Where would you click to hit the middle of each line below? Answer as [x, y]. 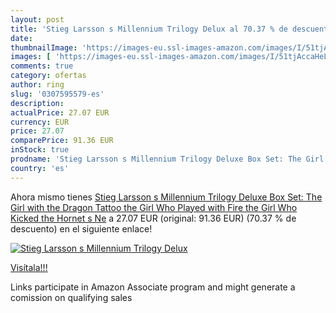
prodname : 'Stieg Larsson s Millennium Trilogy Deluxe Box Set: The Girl [167, 159]
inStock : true [40, 150]
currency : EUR [40, 122]
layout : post [37, 19]
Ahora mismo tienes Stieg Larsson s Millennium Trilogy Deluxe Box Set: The [166, 197]
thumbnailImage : [44, 47]
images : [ [31, 57]
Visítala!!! [29, 267]
